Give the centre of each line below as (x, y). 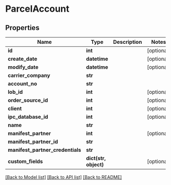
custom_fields (25, 161)
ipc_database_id (28, 117)
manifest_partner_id (33, 142)
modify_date (23, 67)
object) (95, 165)
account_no (22, 84)
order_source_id (28, 100)
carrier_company (29, 75)
